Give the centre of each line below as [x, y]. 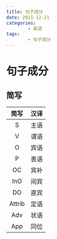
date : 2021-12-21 [28, 17]
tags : [13, 34]
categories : [21, 23]
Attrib [17, 204]
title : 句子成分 [25, 12]
